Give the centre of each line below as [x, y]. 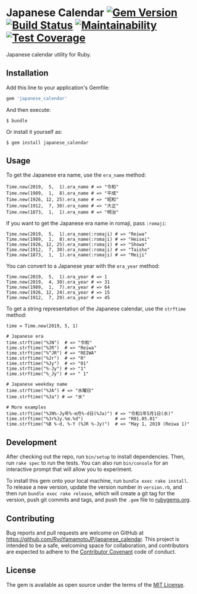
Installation [27, 73]
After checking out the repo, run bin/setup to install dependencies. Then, [96, 457]
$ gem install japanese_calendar [47, 143]
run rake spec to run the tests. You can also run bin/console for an [87, 463]
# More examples [26, 407]
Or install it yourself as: [34, 131]
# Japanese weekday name [37, 384]
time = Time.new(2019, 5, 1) [42, 326]
